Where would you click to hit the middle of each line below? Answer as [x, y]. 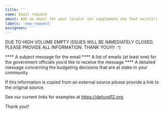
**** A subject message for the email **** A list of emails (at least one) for [81, 57]
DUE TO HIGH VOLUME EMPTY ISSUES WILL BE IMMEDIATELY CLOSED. [80, 42]
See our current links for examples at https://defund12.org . [65, 97]
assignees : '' [20, 28]
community [17, 73]
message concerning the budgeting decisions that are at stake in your [76, 68]
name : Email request [26, 14]
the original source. [25, 87]
